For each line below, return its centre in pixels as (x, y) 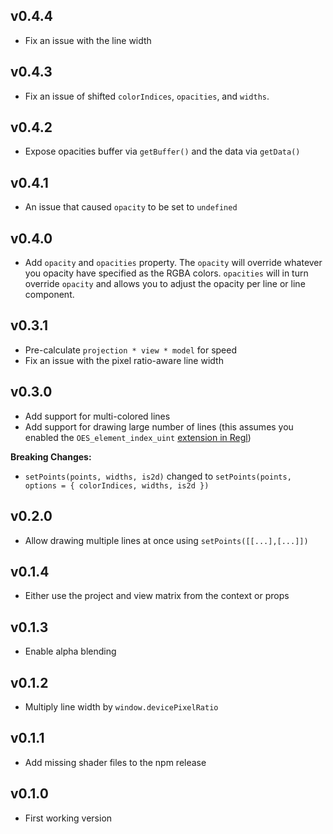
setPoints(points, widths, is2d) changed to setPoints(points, (158, 476)
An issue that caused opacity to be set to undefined (131, 207)
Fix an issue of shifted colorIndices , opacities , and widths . (147, 96)
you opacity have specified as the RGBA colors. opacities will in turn (166, 273)
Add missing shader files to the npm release (115, 762)
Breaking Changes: (51, 456)
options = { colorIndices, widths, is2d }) (117, 485)
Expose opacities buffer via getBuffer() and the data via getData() (162, 151)
